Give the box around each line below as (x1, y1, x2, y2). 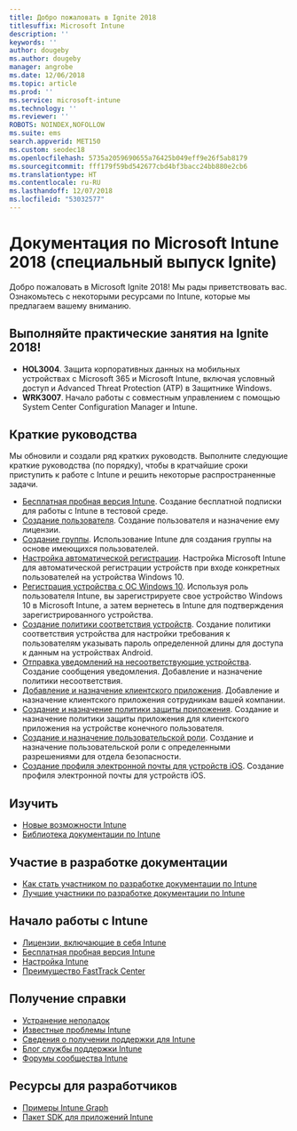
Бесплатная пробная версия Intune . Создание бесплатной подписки (21, 496, 282, 507)
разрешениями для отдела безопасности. (21, 751, 182, 762)
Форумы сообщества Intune (21, 1053, 129, 1063)
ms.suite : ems (9, 129, 62, 138)
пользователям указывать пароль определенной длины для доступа (21, 638, 284, 649)
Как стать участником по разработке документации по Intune (21, 878, 257, 889)
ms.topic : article (9, 79, 77, 88)
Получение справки (9, 991, 127, 1007)
